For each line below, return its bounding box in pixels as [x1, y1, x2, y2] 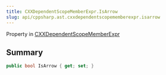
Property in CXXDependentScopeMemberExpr [6, 30, 120, 37]
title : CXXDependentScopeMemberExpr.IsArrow [6, 8, 118, 15]
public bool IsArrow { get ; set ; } [6, 63, 94, 69]
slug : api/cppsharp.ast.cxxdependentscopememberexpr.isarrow [6, 14, 161, 20]
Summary [6, 47, 43, 57]
